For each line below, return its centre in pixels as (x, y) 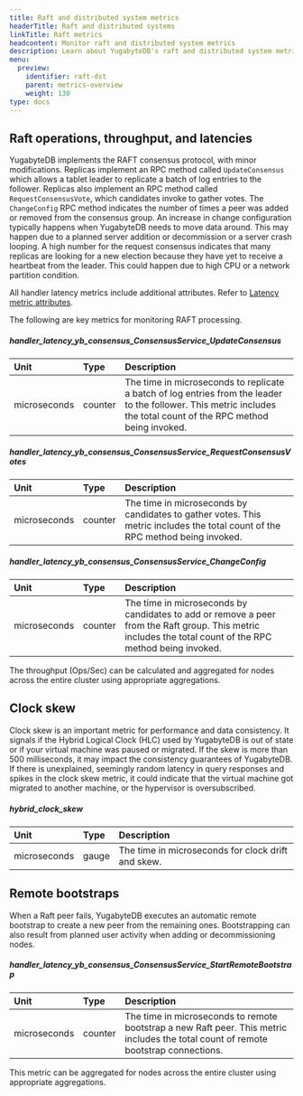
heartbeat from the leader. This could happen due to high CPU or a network (150, 266)
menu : (19, 60)
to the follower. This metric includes (201, 405)
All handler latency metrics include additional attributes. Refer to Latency (144, 293)
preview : (34, 69)
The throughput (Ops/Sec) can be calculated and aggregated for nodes (142, 670)
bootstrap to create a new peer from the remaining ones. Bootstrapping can (150, 925)
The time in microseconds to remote (201, 1016)
